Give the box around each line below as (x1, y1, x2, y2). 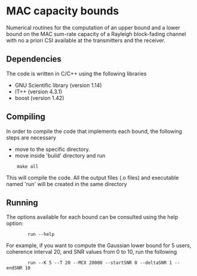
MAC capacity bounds (6, 4, 119, 18)
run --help (27, 232, 55, 238)
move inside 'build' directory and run (14, 151, 106, 159)
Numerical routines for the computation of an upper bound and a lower (6, 24, 180, 31)
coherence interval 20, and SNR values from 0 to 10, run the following (6, 248, 177, 256)
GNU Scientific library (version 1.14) (14, 81, 103, 89)
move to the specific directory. (14, 145, 91, 153)
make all (17, 163, 39, 169)
